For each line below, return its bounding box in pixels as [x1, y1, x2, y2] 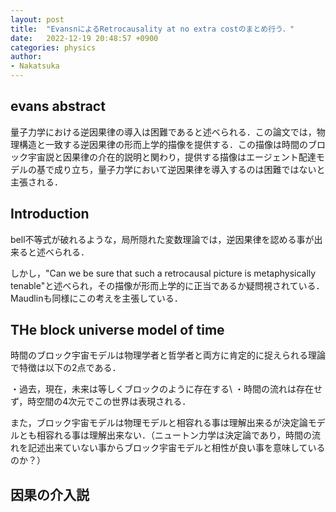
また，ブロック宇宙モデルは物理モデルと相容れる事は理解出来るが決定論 [10, 417, 308, 429]
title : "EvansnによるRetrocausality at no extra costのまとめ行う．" [10, 24, 295, 34]
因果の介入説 [10, 486, 90, 503]
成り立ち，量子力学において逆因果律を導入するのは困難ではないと [53, 163, 326, 175]
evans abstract [10, 98, 106, 115]
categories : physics [10, 42, 97, 53]
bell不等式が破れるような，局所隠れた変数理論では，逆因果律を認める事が [10, 233, 315, 245]
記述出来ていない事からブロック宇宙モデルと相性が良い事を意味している [27, 442, 326, 454]
